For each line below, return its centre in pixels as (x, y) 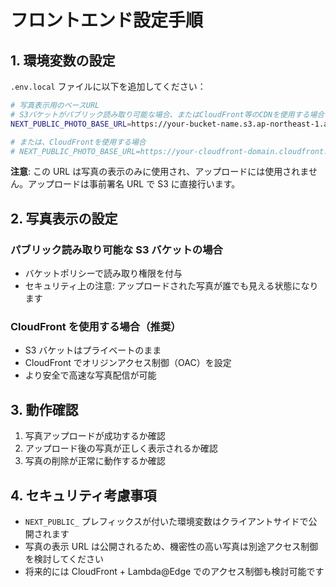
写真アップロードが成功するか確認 (95, 436)
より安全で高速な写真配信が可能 (90, 375)
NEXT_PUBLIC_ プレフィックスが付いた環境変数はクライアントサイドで (166, 521)
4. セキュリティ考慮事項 (83, 495)
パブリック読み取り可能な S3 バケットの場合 (116, 249)
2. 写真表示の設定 (64, 218)
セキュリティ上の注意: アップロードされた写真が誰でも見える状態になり (171, 286)
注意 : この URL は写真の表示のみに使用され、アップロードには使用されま (159, 172)
